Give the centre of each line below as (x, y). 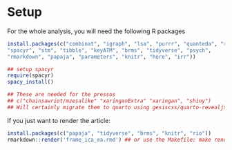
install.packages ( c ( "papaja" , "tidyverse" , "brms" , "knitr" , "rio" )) (109, 133)
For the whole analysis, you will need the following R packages (96, 31)
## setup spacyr (30, 69)
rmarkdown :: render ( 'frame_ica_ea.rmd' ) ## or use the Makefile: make (109, 140)
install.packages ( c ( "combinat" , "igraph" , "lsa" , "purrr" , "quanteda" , (112, 44)
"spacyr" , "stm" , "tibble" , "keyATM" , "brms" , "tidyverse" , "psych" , (109, 50)
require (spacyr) (30, 76)
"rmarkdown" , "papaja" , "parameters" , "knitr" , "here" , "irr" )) (101, 57)
